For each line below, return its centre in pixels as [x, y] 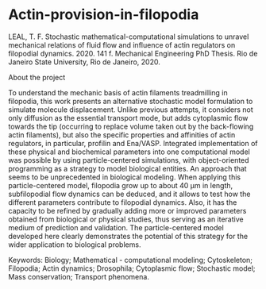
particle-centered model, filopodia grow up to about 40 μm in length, [121, 185]
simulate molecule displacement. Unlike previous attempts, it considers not [131, 110]
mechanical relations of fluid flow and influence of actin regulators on [122, 44]
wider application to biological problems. [75, 245]
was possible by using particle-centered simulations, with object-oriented [129, 160]
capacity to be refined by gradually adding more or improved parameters [127, 210]
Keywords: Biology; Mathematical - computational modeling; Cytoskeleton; [130, 260]
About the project [37, 77]
